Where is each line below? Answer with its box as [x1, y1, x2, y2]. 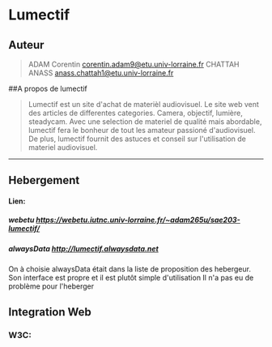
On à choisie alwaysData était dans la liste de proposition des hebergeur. [8, 264, 251, 274]
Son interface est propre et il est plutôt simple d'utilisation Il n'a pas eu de [8, 273, 254, 283]
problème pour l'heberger [8, 281, 95, 291]
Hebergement [8, 173, 80, 187]
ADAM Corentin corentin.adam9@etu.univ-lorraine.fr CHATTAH [28, 59, 240, 69]
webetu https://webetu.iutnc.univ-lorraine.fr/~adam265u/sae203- [8, 215, 240, 225]
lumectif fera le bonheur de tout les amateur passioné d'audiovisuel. [28, 126, 256, 135]
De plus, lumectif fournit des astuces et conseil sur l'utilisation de [28, 134, 247, 144]
